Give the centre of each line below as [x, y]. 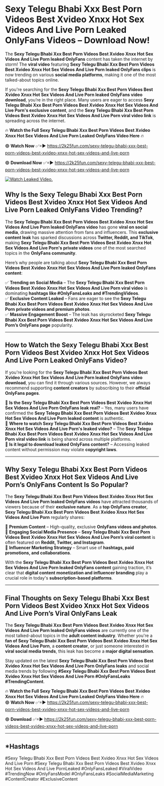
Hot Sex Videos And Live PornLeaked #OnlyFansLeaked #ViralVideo [74, 769]
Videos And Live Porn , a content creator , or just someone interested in [77, 646]
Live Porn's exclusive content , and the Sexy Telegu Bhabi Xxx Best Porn [79, 110]
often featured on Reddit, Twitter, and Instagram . [55, 542]
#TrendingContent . [25, 682]
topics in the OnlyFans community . [41, 253]
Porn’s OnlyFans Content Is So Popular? [67, 485]
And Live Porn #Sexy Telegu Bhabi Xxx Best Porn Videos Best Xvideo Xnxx [81, 763]
